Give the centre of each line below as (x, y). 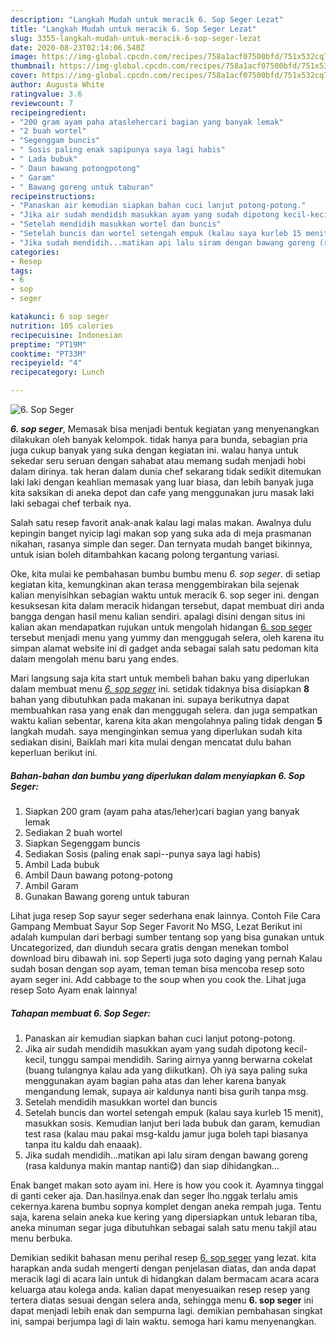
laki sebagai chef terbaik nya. (71, 503)
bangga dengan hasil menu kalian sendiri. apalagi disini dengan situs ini (158, 616)
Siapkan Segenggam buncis (82, 843)
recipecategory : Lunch (57, 372)
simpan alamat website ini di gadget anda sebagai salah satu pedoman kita (164, 648)
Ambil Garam (51, 885)
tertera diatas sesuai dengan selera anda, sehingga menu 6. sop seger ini (162, 1300)
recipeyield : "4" (46, 363)
